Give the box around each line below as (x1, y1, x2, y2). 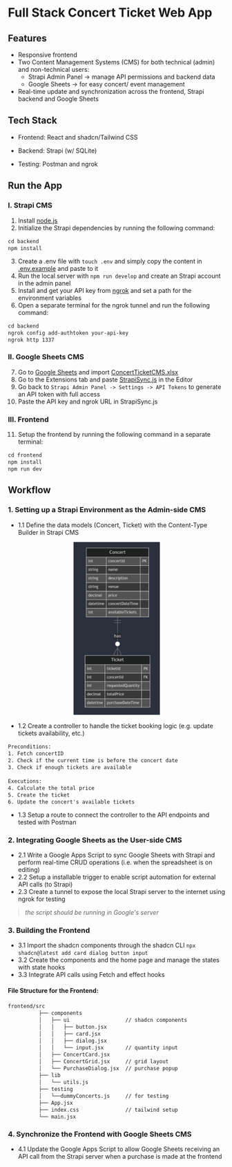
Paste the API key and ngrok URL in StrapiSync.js (17, 397, 158, 406)
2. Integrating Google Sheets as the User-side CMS (8, 835, 182, 844)
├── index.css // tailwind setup (38, 1106, 178, 1113)
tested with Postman (17, 817, 77, 826)
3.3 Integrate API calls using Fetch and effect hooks (17, 971, 165, 979)
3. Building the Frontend (8, 926, 90, 935)
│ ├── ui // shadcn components (38, 1016, 188, 1023)
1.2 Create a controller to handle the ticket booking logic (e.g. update (17, 721, 213, 730)
